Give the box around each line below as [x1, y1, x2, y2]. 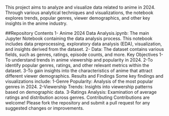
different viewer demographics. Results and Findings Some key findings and [5, 73, 164, 79]
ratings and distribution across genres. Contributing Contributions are [5, 94, 150, 100]
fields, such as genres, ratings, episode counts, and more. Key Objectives [5, 51, 158, 57]
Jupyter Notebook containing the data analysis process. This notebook [5, 35, 153, 41]
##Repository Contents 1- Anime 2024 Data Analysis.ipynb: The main [5, 30, 149, 36]
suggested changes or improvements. [5, 105, 84, 111]
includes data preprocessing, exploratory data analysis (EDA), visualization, [5, 41, 162, 47]
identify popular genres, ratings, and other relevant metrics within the [5, 63, 150, 68]
